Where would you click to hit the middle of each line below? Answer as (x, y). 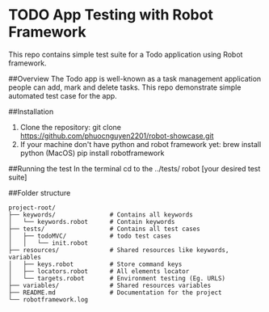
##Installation (31, 112)
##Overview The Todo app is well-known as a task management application (135, 78)
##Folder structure (40, 192)
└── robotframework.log (48, 299)
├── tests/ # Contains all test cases (104, 229)
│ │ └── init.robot (48, 243)
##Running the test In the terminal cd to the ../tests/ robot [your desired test (134, 168)
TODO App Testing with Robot (111, 15)
